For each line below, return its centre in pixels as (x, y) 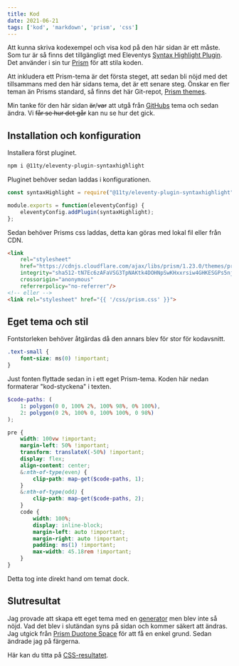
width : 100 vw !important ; (59, 439)
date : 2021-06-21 (33, 21)
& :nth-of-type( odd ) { (52, 492)
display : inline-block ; (68, 525)
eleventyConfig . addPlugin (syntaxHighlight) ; (87, 212)
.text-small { (28, 352)
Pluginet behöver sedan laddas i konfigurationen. (79, 180)
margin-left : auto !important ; (79, 532)
